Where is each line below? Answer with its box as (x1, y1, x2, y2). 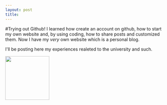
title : (5, 12, 19, 17)
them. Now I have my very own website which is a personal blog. (5, 36, 140, 42)
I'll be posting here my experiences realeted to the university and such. (5, 46, 152, 52)
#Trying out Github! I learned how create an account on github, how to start (5, 25, 162, 31)
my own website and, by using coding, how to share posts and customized (5, 31, 160, 37)
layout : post (5, 7, 33, 12)
